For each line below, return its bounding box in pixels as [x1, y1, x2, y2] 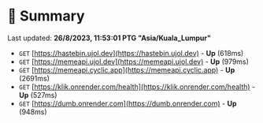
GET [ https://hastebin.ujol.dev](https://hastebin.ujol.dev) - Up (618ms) [18, 48, 244, 58]
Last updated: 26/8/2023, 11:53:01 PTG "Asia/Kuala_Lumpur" [7, 33, 212, 43]
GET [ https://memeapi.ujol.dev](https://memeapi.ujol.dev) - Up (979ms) [18, 57, 250, 66]
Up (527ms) [18, 90, 57, 99]
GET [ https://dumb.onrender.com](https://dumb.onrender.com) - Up [18, 99, 237, 108]
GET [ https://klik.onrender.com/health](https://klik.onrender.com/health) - [18, 82, 256, 91]
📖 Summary [7, 7, 85, 25]
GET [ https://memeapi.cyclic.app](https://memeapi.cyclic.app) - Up [18, 65, 235, 74]
